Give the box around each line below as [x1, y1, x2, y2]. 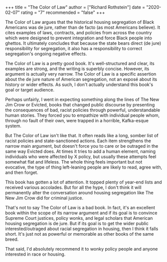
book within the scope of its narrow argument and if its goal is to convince [5, 210, 158, 216]
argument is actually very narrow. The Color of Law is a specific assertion [5, 71, 157, 77]
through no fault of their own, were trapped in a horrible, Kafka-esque [5, 118, 149, 123]
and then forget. [5, 170, 38, 175]
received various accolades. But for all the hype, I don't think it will [5, 184, 142, 190]
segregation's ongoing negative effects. [5, 51, 87, 57]
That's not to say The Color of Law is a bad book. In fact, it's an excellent [5, 205, 156, 210]
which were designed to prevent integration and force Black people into [5, 35, 152, 41]
